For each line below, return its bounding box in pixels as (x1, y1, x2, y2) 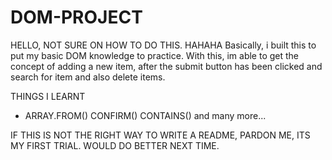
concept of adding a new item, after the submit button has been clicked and (10, 60, 323, 72)
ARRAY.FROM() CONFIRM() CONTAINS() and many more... (24, 109, 267, 121)
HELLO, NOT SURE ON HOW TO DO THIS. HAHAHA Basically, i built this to (10, 39, 317, 51)
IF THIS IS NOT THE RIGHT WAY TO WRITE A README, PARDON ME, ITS (10, 129, 311, 141)
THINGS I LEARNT (10, 90, 86, 102)
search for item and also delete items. (10, 71, 166, 83)
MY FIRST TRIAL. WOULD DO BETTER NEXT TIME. (10, 139, 220, 151)
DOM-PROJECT (10, 6, 143, 29)
